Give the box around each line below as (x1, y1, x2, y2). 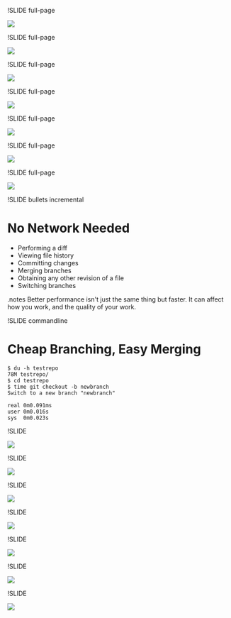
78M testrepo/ (7, 370, 50, 378)
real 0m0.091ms (7, 402, 52, 409)
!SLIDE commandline (7, 316, 68, 325)
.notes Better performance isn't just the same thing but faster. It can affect (7, 294, 224, 304)
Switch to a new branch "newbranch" (7, 390, 115, 397)
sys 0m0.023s (7, 414, 50, 421)
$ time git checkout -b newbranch (7, 383, 110, 390)
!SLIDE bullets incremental (7, 195, 84, 204)
